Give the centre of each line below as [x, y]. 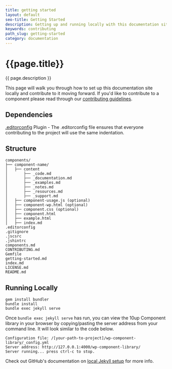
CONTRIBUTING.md [23, 250]
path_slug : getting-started [35, 34]
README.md [16, 272]
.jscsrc [14, 236]
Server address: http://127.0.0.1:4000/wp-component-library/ [73, 347]
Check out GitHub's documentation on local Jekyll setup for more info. [80, 361]
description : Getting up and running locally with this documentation [82, 24]
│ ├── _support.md [32, 196]
